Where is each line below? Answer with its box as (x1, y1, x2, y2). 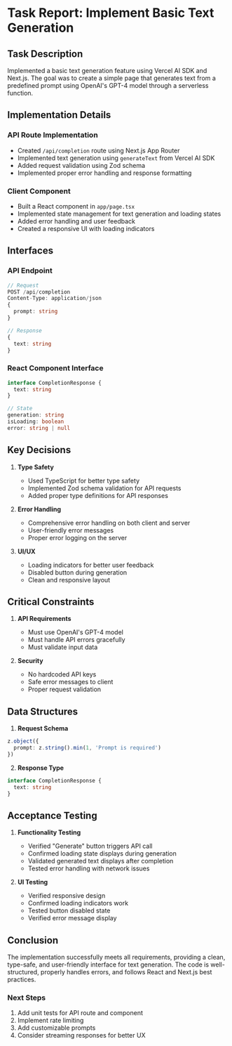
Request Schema (17, 724, 69, 733)
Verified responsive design (27, 891, 106, 900)
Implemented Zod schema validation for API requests (27, 483, 182, 492)
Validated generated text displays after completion (27, 857, 174, 865)
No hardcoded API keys (27, 670, 97, 679)
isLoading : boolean (7, 418, 64, 426)
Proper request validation (27, 685, 102, 693)
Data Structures (7, 705, 79, 717)
